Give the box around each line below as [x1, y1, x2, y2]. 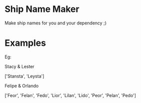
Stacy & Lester [4, 63, 35, 69]
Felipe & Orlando [4, 83, 39, 89]
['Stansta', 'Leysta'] [4, 73, 45, 79]
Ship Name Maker [4, 3, 80, 15]
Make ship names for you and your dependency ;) [4, 20, 107, 26]
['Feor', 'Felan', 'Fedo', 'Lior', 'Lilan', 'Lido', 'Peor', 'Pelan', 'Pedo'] [4, 92, 136, 98]
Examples [4, 37, 46, 49]
